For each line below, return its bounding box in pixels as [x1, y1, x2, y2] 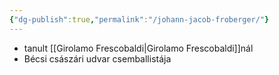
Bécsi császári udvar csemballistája [23, 52, 172, 65]
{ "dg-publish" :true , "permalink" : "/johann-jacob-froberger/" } [9, 14, 270, 25]
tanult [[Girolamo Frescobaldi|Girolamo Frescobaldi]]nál [23, 42, 254, 54]
